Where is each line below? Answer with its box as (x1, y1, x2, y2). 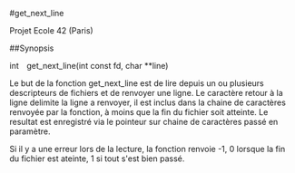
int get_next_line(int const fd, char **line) (9, 61, 169, 71)
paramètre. (9, 126, 51, 137)
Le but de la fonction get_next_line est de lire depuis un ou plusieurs (9, 78, 265, 89)
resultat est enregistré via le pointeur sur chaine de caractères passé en (9, 117, 279, 127)
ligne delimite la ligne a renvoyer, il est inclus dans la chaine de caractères (9, 97, 286, 108)
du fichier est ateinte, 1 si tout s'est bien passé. (9, 153, 185, 164)
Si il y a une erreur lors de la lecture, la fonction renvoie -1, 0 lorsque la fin (9, 144, 286, 154)
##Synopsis (9, 43, 54, 53)
